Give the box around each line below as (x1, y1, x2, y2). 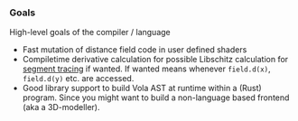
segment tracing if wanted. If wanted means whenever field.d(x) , (22, 63, 271, 74)
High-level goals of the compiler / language (9, 27, 171, 38)
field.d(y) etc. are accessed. (22, 73, 135, 84)
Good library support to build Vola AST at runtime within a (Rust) (22, 83, 262, 94)
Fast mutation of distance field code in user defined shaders (22, 44, 247, 55)
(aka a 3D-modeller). (22, 102, 100, 113)
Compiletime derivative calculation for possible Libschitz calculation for (22, 54, 289, 65)
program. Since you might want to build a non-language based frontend (22, 92, 290, 103)
